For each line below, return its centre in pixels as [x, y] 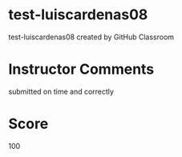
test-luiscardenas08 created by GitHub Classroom [91, 37]
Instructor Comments [81, 69]
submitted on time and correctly [61, 91]
